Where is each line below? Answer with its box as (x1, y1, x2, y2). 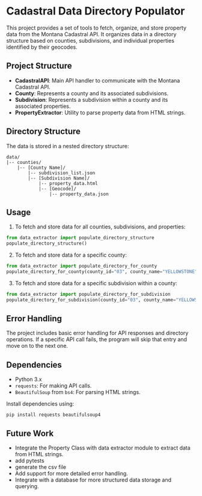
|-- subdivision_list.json (28, 170, 96, 176)
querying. (14, 483, 39, 490)
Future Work (6, 428, 54, 438)
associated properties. (14, 102, 71, 110)
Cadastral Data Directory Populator (6, 4, 185, 18)
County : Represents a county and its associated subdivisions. (14, 89, 169, 97)
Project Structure (6, 61, 72, 71)
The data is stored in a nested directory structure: (6, 142, 129, 149)
